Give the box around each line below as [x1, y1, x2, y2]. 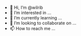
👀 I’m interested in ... [9, 10, 52, 16]
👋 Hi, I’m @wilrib [9, 5, 43, 10]
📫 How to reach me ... [9, 26, 55, 31]
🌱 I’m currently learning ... [9, 15, 62, 20]
